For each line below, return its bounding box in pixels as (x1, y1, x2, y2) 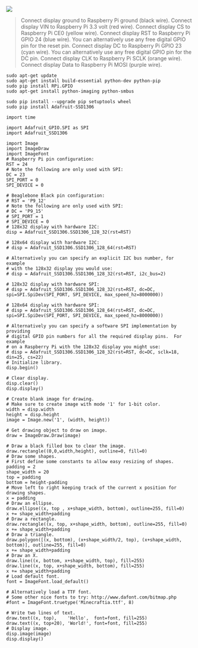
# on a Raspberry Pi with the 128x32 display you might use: (6, 344, 161, 350)
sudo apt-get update (6, 73, 58, 79)
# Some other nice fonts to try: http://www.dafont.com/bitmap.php (6, 594, 177, 600)
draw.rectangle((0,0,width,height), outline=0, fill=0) (6, 448, 147, 454)
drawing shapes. (6, 490, 46, 496)
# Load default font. (6, 573, 60, 579)
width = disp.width (6, 407, 55, 413)
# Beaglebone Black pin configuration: (6, 193, 105, 199)
